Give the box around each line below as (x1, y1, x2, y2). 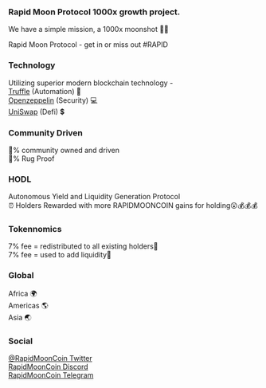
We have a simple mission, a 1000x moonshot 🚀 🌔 (8, 25, 170, 34)
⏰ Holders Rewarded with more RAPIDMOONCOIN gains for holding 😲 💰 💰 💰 (8, 201, 258, 210)
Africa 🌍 (8, 288, 37, 298)
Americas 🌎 (8, 300, 49, 310)
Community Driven (8, 127, 84, 138)
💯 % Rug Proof (8, 154, 55, 163)
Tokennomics (8, 224, 62, 235)
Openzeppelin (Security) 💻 (8, 95, 98, 105)
